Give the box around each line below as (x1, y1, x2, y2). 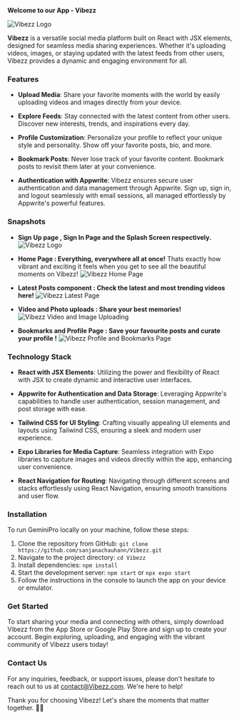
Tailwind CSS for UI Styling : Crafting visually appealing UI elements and (17, 418, 230, 427)
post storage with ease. (17, 404, 88, 413)
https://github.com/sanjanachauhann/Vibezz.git (17, 547, 162, 554)
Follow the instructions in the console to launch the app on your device (17, 576, 226, 585)
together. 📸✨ (7, 703, 44, 712)
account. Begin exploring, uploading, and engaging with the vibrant (7, 633, 205, 641)
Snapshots (7, 217, 46, 227)
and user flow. (17, 491, 60, 500)
